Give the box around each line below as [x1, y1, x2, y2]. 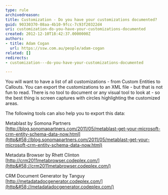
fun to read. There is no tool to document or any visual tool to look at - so [5, 89, 160, 95]
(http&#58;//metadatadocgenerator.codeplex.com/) [5, 184, 115, 190]
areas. [5, 101, 19, 107]
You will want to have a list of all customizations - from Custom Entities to [5, 79, 161, 85]
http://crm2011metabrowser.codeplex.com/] [7, 158, 100, 164]
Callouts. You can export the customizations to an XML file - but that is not [5, 84, 163, 90]
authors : [5, 36, 24, 42]
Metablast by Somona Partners [5, 120, 71, 126]
